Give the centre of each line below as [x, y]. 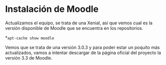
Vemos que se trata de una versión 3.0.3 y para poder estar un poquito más [83, 47]
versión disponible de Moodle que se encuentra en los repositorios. [74, 28]
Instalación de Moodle [52, 9]
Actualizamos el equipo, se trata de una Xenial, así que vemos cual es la [79, 23]
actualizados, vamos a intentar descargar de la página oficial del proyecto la [83, 53]
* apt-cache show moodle [30, 38]
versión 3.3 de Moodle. [29, 58]
